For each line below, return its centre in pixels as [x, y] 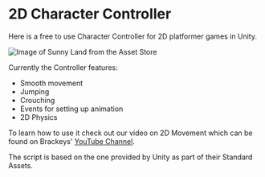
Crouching [37, 100]
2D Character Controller [90, 14]
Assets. [21, 165]
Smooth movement [51, 83]
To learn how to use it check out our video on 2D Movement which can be [130, 133]
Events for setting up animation [71, 109]
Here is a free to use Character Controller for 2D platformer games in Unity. [132, 36]
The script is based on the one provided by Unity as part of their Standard [130, 157]
